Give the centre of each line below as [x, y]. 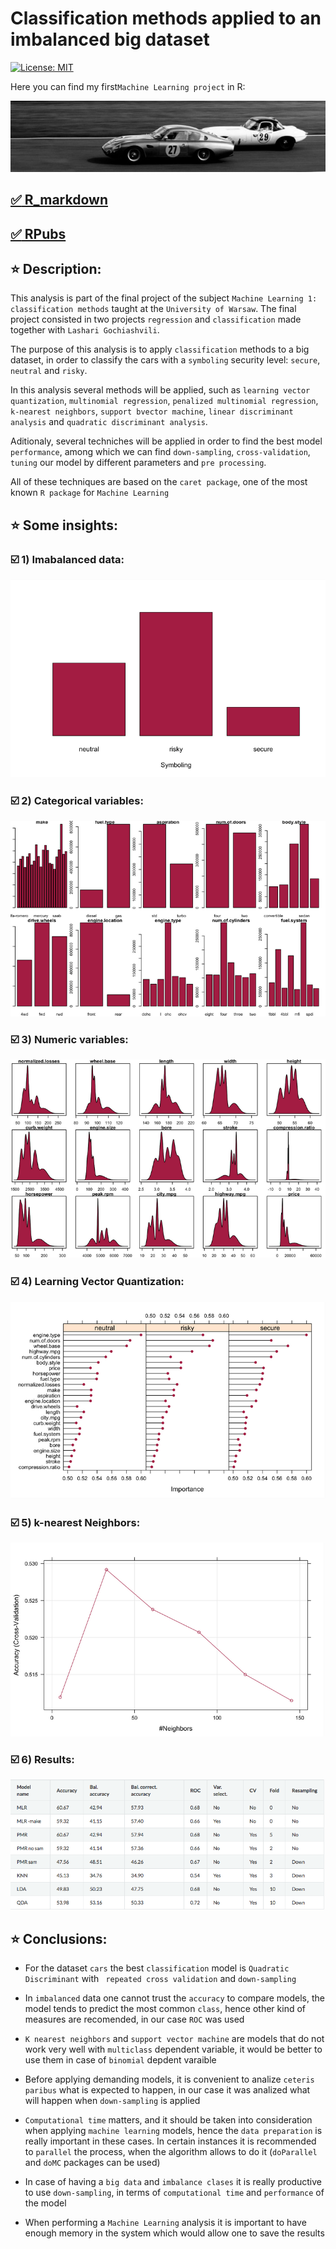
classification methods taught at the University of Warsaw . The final [153, 309]
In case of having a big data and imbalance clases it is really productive [173, 2181]
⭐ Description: [56, 268]
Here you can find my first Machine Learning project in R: [128, 86]
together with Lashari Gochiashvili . [85, 330]
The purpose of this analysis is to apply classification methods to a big [160, 349]
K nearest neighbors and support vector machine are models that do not [174, 2038]
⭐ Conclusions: [59, 1938]
